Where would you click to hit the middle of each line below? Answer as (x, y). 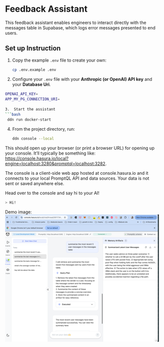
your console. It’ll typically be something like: (50, 153)
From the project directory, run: (43, 129)
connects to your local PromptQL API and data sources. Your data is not (77, 178)
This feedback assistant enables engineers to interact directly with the (76, 23)
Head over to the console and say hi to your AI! (52, 193)
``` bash (13, 115)
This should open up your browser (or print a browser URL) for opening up (80, 148)
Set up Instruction (33, 48)
